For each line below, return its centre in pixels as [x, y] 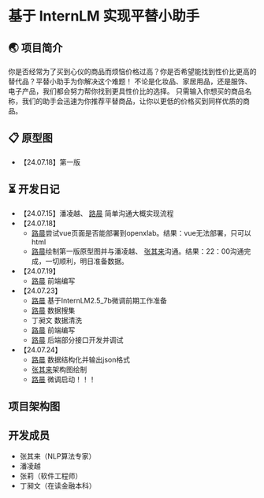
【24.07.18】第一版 [50, 162]
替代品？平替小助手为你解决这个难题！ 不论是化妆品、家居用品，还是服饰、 [130, 81]
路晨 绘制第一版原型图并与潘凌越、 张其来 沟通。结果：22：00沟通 [138, 251]
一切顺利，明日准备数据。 [87, 261]
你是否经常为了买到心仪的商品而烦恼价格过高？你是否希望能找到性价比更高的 [132, 71]
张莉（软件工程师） [51, 476]
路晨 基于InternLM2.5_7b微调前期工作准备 [99, 300]
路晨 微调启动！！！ [63, 379]
